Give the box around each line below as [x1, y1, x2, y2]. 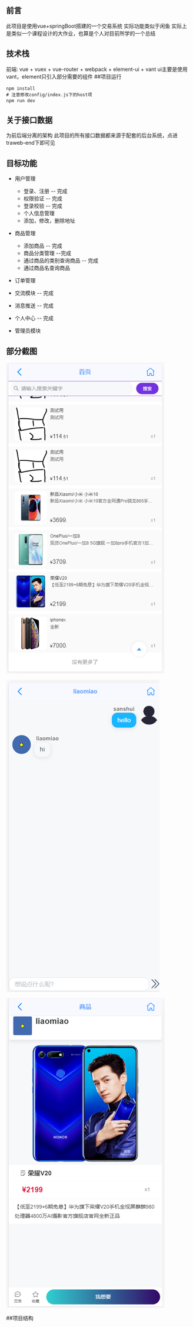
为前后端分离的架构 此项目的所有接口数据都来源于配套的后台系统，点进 [6, 132, 178, 139]
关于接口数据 [6, 115, 53, 125]
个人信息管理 [23, 210, 55, 217]
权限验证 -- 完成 [23, 195, 63, 202]
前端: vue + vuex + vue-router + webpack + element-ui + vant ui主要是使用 [6, 66, 188, 73]
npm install [6, 85, 35, 92]
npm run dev [6, 97, 35, 103]
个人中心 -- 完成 [14, 315, 54, 322]
